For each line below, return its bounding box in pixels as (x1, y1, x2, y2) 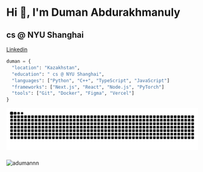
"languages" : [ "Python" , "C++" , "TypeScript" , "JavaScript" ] (12, 77, 170, 84)
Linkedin (6, 46, 28, 53)
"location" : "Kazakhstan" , (12, 64, 80, 71)
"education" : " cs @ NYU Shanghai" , (12, 71, 105, 77)
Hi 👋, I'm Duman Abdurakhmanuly (6, 5, 181, 19)
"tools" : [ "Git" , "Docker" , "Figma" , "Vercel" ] (12, 91, 135, 97)
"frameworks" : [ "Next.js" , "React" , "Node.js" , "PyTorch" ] (12, 84, 165, 90)
